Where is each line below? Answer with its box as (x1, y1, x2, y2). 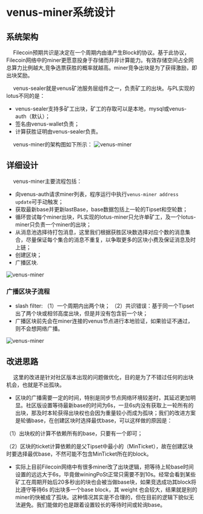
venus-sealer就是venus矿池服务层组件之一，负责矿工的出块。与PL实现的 (13, 84, 195, 92)
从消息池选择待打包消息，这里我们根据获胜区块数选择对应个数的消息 (15, 228, 185, 236)
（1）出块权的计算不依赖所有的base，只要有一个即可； (6, 430, 143, 437)
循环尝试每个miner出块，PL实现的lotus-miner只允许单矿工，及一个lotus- (15, 213, 196, 221)
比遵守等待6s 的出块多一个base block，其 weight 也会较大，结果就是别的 (15, 485, 198, 493)
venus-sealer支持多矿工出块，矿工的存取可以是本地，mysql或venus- (15, 105, 187, 112)
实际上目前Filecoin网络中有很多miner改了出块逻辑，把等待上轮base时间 (15, 463, 194, 470)
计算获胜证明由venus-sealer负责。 (15, 128, 102, 135)
